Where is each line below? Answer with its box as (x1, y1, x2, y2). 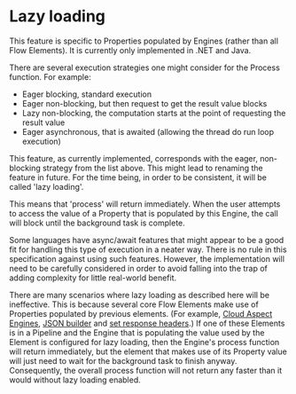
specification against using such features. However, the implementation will (9, 253, 285, 264)
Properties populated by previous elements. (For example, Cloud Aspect (9, 308, 273, 319)
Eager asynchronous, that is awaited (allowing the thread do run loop (21, 126, 275, 137)
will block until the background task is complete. (9, 217, 186, 228)
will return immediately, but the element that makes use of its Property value (9, 346, 288, 357)
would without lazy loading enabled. (9, 374, 142, 385)
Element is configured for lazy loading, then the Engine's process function (9, 336, 280, 347)
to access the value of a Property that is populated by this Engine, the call (9, 208, 279, 218)
